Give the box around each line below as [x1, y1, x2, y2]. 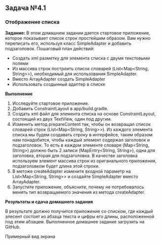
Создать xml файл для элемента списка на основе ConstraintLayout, [12, 111, 156, 117]
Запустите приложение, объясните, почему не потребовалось [12, 184, 144, 190]
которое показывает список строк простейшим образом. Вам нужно [5, 35, 151, 41]
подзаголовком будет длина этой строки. [12, 163, 100, 169]
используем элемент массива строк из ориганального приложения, [12, 157, 157, 164]
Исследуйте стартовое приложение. [12, 100, 90, 106]
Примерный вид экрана [5, 233, 56, 239]
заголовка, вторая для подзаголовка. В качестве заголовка [12, 152, 138, 158]
